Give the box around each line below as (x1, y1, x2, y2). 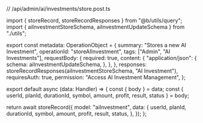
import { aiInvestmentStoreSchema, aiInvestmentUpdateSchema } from (6, 24, 185, 30)
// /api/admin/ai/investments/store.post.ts (6, 5, 111, 12)
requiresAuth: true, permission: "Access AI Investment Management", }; (6, 74, 186, 81)
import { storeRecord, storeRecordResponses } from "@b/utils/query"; (6, 17, 183, 24)
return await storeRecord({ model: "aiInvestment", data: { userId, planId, (6, 104, 187, 111)
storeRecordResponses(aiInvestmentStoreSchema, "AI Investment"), (6, 67, 178, 75)
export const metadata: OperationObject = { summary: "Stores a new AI (6, 42, 187, 48)
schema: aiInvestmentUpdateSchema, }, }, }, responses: (6, 61, 148, 68)
